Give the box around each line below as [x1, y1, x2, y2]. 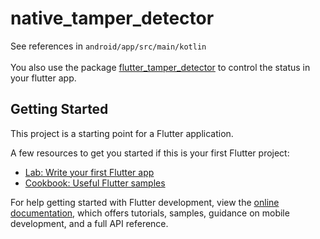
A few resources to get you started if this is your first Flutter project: [10, 147, 290, 159]
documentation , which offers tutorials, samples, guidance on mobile [10, 207, 290, 219]
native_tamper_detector [10, 7, 215, 30]
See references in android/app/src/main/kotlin [10, 40, 207, 52]
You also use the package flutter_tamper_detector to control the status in [10, 61, 311, 73]
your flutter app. [10, 72, 77, 84]
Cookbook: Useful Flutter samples [24, 177, 166, 189]
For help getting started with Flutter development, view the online [10, 196, 280, 208]
